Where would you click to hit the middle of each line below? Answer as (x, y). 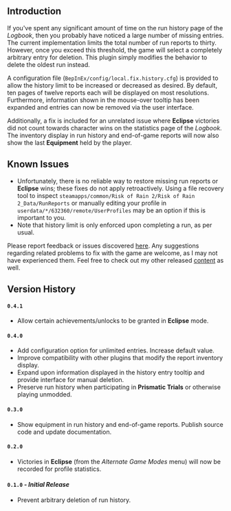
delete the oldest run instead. (49, 64)
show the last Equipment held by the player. (70, 142)
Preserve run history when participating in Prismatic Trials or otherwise (119, 387)
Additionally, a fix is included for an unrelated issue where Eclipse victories (113, 121)
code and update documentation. (64, 432)
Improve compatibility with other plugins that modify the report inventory (120, 358)
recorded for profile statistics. (59, 469)
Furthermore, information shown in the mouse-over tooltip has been (103, 100)
